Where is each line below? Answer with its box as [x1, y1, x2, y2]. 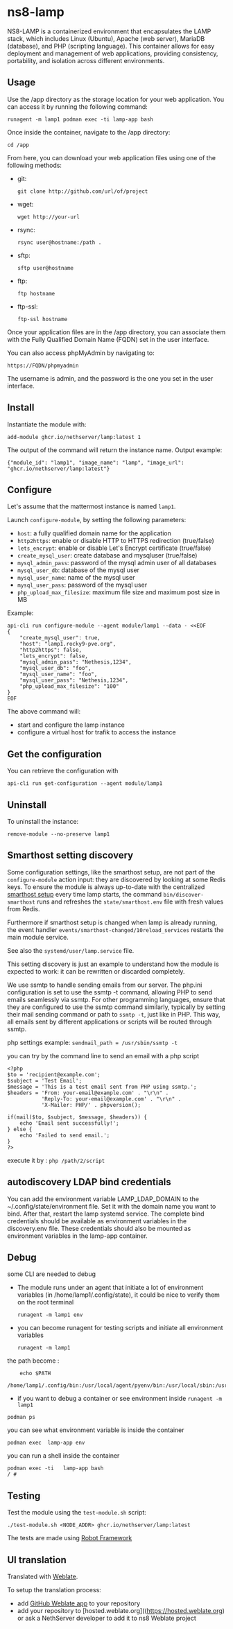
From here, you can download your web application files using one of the [7, 153, 216, 162]
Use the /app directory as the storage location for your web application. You [7, 95, 224, 103]
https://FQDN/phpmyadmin [7, 362, 79, 369]
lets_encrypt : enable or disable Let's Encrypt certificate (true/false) [17, 544, 212, 552]
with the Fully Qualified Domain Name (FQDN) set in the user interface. [7, 335, 209, 343]
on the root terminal [17, 1298, 74, 1307]
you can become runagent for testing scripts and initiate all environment [17, 1324, 223, 1332]
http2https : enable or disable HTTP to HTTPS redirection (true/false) [17, 537, 215, 545]
